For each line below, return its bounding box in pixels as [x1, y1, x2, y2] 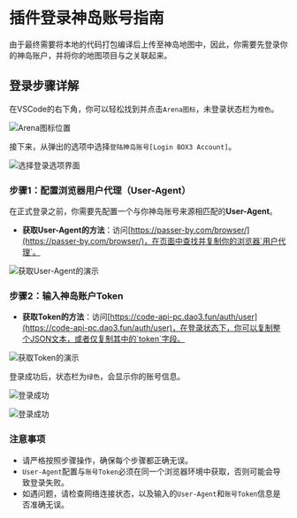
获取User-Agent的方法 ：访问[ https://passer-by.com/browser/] [21, 225, 250, 235]
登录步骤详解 [9, 79, 80, 94]
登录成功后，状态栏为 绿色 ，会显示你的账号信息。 [9, 371, 186, 382]
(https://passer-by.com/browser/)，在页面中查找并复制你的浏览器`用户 [21, 236, 278, 247]
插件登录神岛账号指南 [9, 8, 165, 28]
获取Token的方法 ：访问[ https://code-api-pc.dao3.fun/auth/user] [21, 311, 258, 323]
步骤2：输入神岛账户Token [9, 289, 124, 301]
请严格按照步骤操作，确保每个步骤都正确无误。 [21, 454, 193, 465]
